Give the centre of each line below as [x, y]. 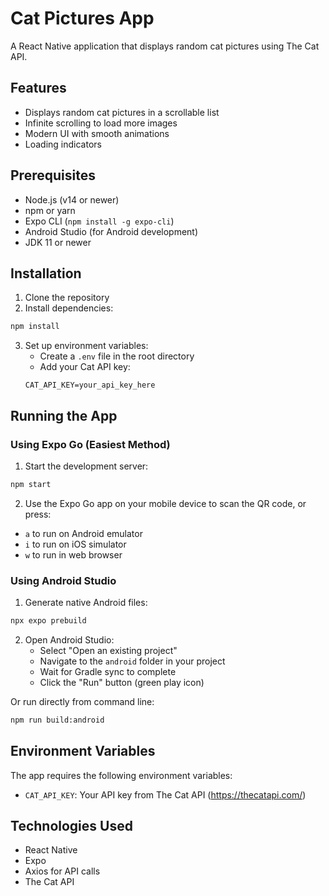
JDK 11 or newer [58, 242]
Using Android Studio [63, 580]
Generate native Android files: [86, 603]
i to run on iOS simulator [75, 544]
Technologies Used [71, 826]
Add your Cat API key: [85, 367]
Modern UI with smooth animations [97, 133]
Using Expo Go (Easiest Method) [90, 444]
